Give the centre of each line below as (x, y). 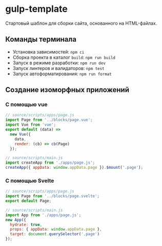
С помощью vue (26, 104)
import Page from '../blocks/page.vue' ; (49, 120)
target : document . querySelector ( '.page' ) (55, 234)
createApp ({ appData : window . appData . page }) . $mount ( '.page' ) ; (74, 168)
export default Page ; (28, 201)
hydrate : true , (26, 224)
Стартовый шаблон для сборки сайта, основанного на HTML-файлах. (81, 23)
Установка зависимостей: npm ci (48, 51)
